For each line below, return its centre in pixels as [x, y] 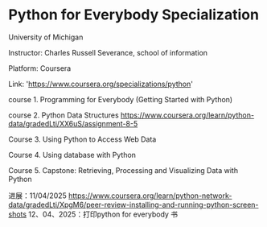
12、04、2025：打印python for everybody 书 [103, 214]
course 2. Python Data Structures [64, 115]
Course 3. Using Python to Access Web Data [82, 139]
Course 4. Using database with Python [72, 155]
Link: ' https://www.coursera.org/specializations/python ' [101, 84]
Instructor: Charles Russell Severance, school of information [108, 52]
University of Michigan [46, 37]
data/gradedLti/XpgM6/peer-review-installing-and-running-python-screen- [133, 204]
